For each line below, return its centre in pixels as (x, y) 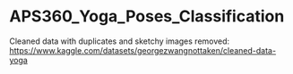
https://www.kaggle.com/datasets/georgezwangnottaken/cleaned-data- (142, 50)
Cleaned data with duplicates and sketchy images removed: (120, 41)
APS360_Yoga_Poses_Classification (147, 16)
